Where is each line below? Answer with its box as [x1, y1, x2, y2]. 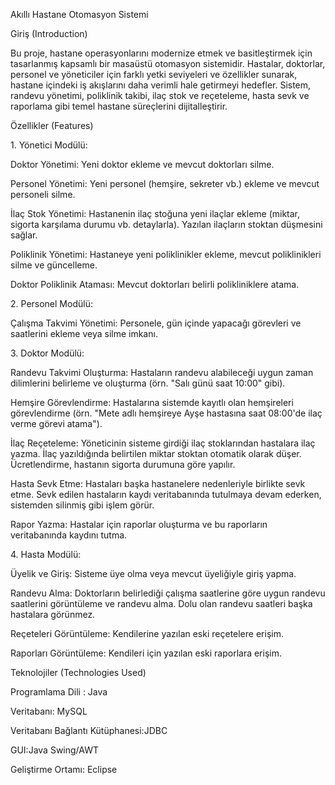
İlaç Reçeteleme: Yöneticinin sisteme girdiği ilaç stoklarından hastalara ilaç [10, 437, 316, 449]
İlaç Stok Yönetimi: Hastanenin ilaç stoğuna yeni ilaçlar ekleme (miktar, [10, 208, 301, 219]
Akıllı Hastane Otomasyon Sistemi [10, 9, 149, 20]
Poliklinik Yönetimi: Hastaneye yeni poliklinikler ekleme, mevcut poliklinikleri [10, 249, 322, 260]
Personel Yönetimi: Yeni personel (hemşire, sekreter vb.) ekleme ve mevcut [10, 178, 320, 189]
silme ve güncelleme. [10, 259, 98, 271]
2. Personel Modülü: [10, 298, 93, 309]
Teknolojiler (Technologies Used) [10, 667, 147, 678]
